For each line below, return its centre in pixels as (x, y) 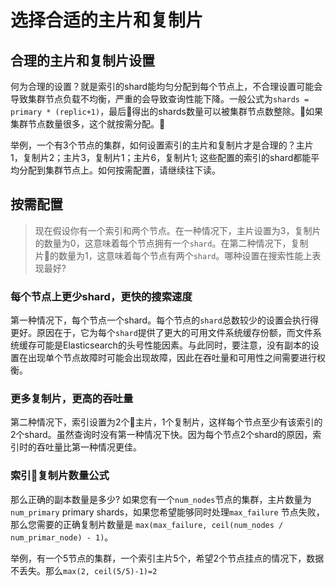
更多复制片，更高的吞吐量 (72, 399)
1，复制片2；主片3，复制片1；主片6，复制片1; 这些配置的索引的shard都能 (161, 157)
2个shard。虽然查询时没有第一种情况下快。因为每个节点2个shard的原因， (161, 435)
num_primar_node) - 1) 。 (62, 537)
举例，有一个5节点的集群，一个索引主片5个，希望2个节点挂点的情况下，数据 (167, 558)
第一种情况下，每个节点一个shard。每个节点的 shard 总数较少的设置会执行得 (164, 320)
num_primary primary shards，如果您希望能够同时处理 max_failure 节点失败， (167, 512)
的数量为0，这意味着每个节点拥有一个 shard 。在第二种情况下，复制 (171, 243)
